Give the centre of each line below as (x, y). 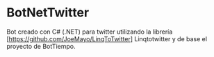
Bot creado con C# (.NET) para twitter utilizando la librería (90, 32)
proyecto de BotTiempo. (41, 46)
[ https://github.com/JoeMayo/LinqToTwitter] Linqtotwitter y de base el (107, 38)
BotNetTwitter (48, 13)
